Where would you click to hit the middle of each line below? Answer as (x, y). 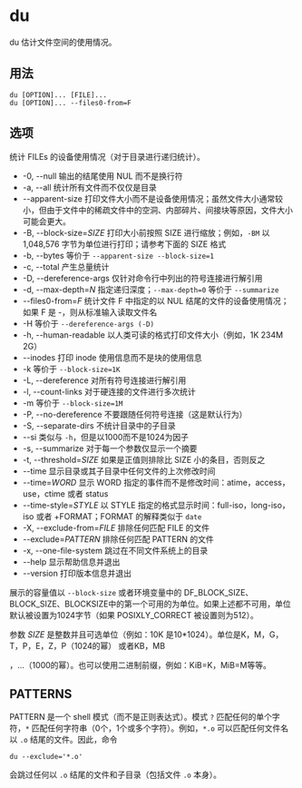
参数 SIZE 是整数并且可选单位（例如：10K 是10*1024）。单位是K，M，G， (146, 634)
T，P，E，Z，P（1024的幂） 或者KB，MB (88, 645)
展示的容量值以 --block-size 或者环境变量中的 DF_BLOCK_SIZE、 (132, 592)
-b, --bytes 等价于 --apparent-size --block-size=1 (118, 255)
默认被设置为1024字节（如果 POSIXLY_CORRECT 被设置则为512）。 (134, 615)
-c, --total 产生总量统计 (66, 266)
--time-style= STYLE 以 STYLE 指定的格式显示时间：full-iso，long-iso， (156, 505)
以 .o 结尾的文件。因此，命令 (63, 740)
